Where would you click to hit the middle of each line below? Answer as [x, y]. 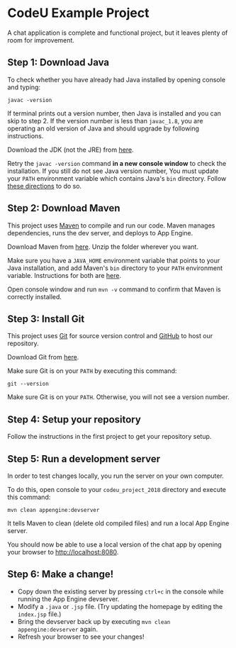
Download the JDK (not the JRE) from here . [71, 150]
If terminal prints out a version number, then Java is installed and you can [114, 113]
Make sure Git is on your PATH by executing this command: [92, 371]
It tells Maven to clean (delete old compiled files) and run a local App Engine [118, 523]
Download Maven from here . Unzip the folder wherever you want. [103, 247]
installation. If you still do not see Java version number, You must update [113, 171]
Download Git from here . [43, 357]
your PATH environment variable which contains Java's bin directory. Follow [117, 178]
